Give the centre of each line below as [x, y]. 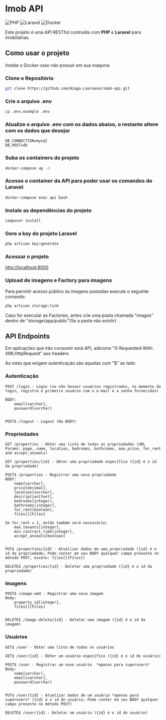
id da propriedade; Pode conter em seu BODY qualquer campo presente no [82, 553]
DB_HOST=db [16, 145]
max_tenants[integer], [38, 527]
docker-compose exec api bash [37, 198]
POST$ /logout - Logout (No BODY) [41, 421]
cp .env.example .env [28, 112]
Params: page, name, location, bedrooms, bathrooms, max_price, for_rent [83, 449]
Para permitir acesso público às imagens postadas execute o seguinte [77, 291]
